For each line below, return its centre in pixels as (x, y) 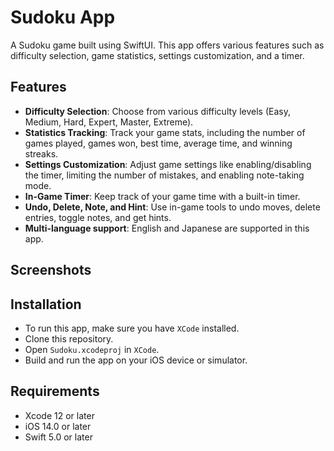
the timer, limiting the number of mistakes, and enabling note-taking (164, 175)
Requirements (55, 391)
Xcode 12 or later (59, 415)
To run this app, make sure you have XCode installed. (132, 328)
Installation (46, 304)
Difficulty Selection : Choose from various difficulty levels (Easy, (157, 111)
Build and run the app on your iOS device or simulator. (136, 360)
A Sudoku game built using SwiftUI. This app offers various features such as (167, 45)
